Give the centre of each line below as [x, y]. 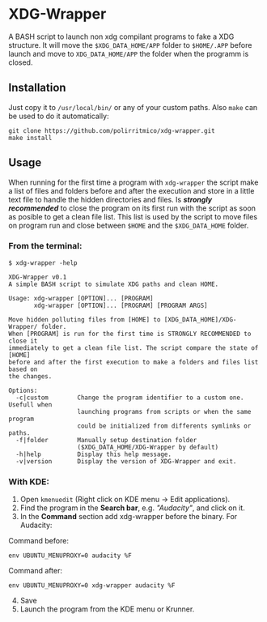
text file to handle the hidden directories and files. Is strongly [110, 199]
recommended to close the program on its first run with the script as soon [132, 208]
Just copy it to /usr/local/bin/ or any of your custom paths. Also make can [133, 107]
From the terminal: [45, 246]
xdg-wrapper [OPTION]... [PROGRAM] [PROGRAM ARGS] [121, 305]
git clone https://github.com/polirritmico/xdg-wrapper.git [112, 130]
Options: [23, 390]
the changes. [30, 376]
